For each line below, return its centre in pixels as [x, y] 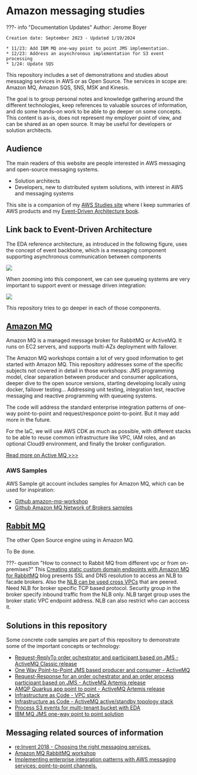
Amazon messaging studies [76, 11]
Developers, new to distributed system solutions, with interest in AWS [99, 187]
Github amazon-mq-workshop [51, 501]
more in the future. [29, 420]
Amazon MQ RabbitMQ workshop [55, 753]
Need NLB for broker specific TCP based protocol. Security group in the [93, 588]
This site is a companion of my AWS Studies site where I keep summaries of [98, 204]
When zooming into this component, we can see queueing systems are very [98, 279]
